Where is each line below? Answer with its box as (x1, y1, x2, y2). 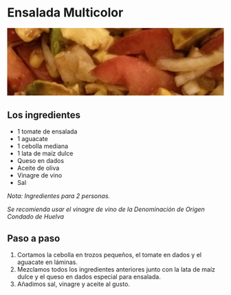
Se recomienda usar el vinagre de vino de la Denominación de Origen (7, 205, 205, 214)
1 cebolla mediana (16, 142, 69, 151)
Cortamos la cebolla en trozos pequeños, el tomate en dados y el (16, 251, 201, 259)
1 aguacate (16, 135, 48, 143)
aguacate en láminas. (16, 258, 78, 266)
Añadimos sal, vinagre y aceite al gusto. (16, 280, 131, 288)
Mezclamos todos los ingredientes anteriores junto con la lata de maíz (16, 265, 215, 274)
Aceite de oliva (16, 164, 60, 173)
